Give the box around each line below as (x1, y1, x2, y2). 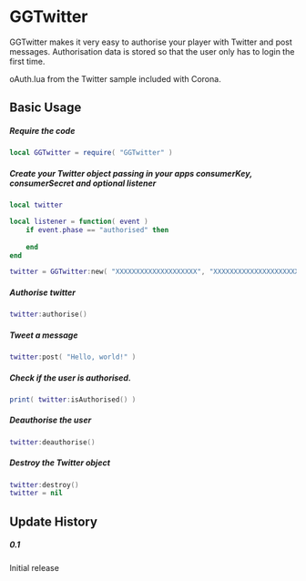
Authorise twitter (9, 287, 76, 298)
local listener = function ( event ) (9, 217, 148, 227)
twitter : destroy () (9, 480, 79, 489)
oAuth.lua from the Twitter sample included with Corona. (9, 73, 221, 84)
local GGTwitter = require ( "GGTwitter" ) (9, 148, 173, 158)
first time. (9, 56, 46, 66)
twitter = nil (9, 489, 64, 498)
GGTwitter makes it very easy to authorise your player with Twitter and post (9, 36, 293, 47)
